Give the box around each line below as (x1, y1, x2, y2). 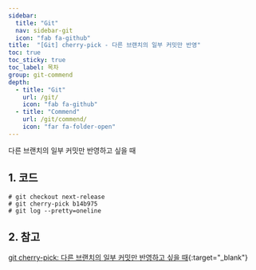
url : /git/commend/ (22, 115, 88, 123)
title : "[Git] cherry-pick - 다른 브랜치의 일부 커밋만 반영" (8, 41, 201, 49)
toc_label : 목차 (8, 64, 59, 72)
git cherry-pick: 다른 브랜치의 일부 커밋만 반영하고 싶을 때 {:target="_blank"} (8, 252, 249, 263)
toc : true (8, 49, 41, 57)
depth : (8, 78, 30, 86)
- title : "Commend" (15, 108, 81, 116)
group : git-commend (8, 71, 73, 79)
